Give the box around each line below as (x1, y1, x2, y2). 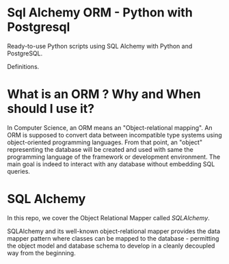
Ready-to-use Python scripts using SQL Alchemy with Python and (7, 42, 193, 50)
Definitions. (7, 62, 40, 70)
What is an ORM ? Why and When (7, 87, 201, 102)
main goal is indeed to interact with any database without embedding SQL (7, 159, 215, 168)
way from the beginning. (7, 248, 77, 257)
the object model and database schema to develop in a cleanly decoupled (7, 241, 215, 250)
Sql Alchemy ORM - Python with (7, 5, 193, 21)
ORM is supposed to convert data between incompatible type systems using (7, 131, 222, 139)
